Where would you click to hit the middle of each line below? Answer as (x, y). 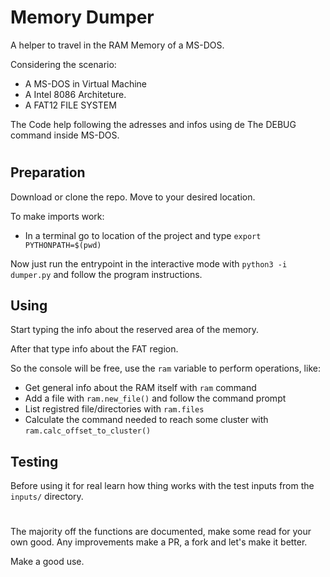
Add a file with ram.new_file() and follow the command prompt (155, 398)
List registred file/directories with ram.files (114, 409)
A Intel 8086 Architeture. (75, 94)
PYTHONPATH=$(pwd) (63, 245)
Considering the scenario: (63, 64)
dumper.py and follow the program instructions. (106, 274)
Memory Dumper (82, 17)
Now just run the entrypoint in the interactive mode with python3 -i (149, 263)
